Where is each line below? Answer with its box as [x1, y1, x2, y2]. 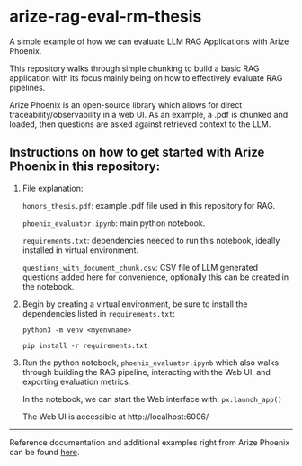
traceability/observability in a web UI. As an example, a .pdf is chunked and [9, 109, 289, 120]
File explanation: [22, 183, 84, 193]
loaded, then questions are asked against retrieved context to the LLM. [9, 119, 271, 130]
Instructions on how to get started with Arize [9, 145, 265, 160]
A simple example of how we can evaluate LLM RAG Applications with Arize [9, 36, 289, 47]
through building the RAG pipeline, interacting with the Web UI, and [22, 366, 271, 377]
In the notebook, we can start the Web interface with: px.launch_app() [22, 393, 282, 404]
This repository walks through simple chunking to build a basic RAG [9, 63, 260, 74]
